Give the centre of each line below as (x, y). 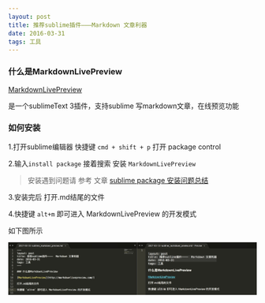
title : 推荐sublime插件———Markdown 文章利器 (78, 25)
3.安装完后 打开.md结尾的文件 (56, 196)
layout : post (30, 17)
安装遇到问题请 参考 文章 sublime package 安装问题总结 (118, 180)
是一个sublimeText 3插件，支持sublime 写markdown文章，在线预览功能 (124, 106)
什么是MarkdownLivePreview (65, 72)
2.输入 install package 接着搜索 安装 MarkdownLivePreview (102, 163)
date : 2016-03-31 (37, 33)
